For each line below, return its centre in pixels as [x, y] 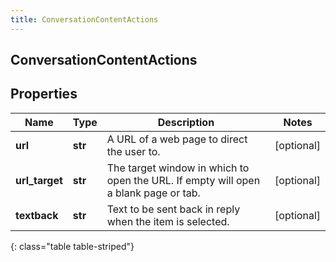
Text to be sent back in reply [173, 209]
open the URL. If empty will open [183, 180]
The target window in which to [178, 168]
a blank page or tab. [153, 193]
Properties [44, 94]
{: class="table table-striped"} [72, 246]
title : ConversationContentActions [84, 19]
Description [186, 122]
